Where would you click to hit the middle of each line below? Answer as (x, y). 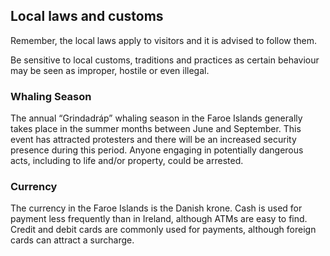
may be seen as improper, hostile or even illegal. (110, 70)
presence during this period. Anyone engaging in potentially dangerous (157, 150)
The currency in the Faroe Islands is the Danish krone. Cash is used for (156, 208)
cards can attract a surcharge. (72, 240)
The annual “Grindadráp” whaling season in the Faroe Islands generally (156, 118)
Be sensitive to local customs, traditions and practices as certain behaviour (165, 60)
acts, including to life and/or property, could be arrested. (127, 161)
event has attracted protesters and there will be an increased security (153, 140)
